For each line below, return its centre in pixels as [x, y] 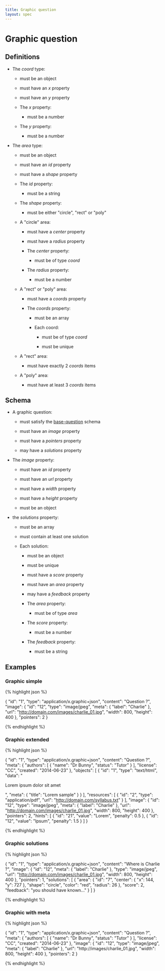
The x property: [36, 107]
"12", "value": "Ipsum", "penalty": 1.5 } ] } [46, 821]
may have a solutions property [51, 451]
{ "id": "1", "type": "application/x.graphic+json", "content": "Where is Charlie [82, 864]
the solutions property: [36, 517]
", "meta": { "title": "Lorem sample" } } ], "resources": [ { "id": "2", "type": [79, 795]
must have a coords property [57, 298]
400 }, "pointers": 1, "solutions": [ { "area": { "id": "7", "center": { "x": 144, [80, 880]
